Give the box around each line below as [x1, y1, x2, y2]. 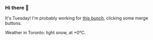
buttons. [5, 20, 22, 26]
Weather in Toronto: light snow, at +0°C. [5, 30, 86, 36]
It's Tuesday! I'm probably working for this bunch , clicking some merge [5, 15, 148, 21]
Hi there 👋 [5, 4, 29, 11]
